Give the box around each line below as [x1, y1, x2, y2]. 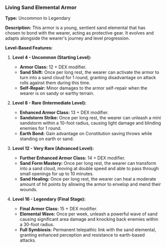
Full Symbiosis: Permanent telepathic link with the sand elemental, [19, 227, 157, 233]
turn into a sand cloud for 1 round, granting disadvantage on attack [19, 75, 156, 81]
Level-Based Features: [5, 45, 53, 51]
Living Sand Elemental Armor [5, 4, 77, 11]
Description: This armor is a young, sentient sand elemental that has [5, 25, 146, 31]
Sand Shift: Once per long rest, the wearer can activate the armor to [19, 69, 160, 75]
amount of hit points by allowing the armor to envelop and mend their [19, 181, 161, 187]
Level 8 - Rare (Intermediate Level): [12, 100, 87, 106]
